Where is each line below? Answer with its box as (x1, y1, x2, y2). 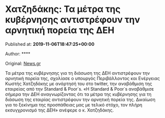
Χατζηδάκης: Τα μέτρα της (5, 3, 121, 15)
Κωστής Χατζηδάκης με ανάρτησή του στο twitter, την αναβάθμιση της (5, 81, 153, 87)
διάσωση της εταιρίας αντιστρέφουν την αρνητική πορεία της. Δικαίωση (5, 96, 156, 103)
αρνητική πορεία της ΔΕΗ (5, 25, 115, 36)
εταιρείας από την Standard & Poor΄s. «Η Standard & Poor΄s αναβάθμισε (5, 86, 154, 92)
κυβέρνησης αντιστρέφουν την (5, 14, 140, 25)
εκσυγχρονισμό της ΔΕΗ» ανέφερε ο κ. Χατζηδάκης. (5, 107, 114, 113)
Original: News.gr (5, 60, 41, 66)
